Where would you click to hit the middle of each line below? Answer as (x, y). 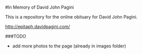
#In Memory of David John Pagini (39, 7)
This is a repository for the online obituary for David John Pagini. (71, 17)
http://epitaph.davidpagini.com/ (38, 26)
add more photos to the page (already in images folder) (69, 46)
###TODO (16, 36)
